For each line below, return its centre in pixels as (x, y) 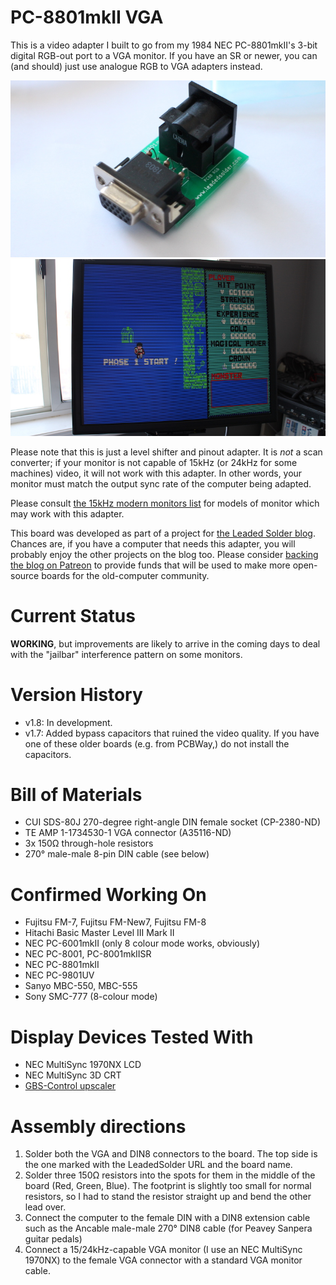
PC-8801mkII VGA (87, 17)
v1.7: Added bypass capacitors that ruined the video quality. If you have (172, 733)
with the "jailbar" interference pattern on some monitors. (126, 654)
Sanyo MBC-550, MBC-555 (81, 986)
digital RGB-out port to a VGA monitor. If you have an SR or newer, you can (164, 55)
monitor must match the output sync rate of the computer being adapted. (161, 483)
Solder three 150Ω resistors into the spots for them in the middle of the (170, 1175)
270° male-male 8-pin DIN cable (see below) (117, 854)
